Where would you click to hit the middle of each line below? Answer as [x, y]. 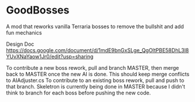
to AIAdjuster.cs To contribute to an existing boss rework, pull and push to [95, 80]
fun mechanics [24, 32]
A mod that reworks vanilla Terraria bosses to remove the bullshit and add [95, 26]
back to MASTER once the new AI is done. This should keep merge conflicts [98, 74]
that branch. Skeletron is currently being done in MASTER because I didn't [96, 86]
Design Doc [20, 44]
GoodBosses [38, 10]
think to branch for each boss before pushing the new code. [78, 93]
